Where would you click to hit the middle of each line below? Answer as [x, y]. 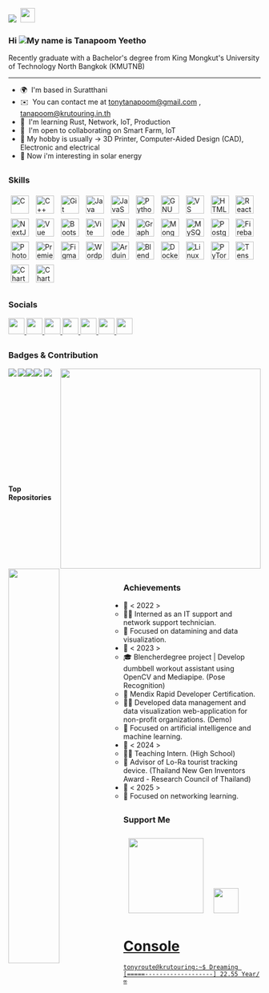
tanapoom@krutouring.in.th [65, 114]
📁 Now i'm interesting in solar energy [81, 156]
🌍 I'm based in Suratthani [64, 90]
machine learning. [153, 736]
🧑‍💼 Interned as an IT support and [178, 614]
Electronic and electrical [60, 147]
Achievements [152, 588]
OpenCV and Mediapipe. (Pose [174, 677]
